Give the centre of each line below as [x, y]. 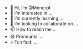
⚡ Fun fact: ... [24, 42]
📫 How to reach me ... [33, 29]
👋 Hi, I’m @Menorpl [30, 8]
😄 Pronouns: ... [26, 36]
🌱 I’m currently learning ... [37, 18]
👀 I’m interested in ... [31, 13]
